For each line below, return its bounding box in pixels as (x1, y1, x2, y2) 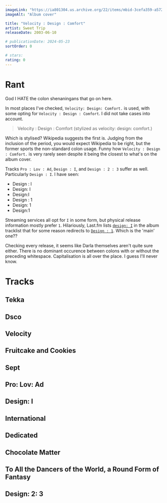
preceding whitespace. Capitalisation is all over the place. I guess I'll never (5, 253, 158, 259)
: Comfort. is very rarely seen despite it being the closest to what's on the (5, 151, 158, 157)
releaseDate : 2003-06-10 (5, 30, 57, 35)
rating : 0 (5, 57, 26, 62)
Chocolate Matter (5, 448, 61, 457)
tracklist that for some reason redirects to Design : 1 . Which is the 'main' (5, 227, 155, 233)
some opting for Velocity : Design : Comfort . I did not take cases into (5, 110, 151, 116)
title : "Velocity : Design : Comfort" (5, 21, 85, 26)
